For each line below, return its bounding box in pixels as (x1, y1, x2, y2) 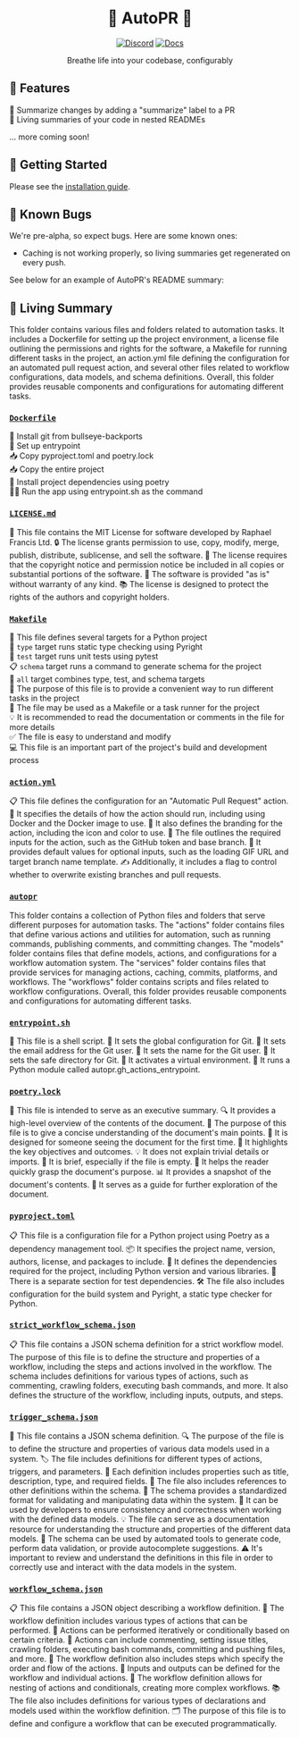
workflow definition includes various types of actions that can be (9, 1616, 248, 1626)
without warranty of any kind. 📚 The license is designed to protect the (9, 578, 270, 589)
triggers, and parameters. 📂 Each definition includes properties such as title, (9, 1466, 289, 1477)
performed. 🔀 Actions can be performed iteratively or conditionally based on (9, 1625, 290, 1636)
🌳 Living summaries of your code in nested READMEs (9, 113, 206, 124)
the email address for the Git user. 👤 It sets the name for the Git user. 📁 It (9, 1045, 276, 1055)
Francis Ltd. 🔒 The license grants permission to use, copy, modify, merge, (9, 536, 279, 548)
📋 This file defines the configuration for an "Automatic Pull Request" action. (9, 795, 289, 807)
